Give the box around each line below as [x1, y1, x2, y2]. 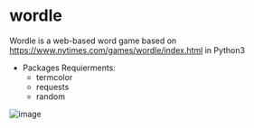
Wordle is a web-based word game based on [9, 35, 177, 46]
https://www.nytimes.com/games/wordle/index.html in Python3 [9, 44, 246, 55]
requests [35, 81, 70, 92]
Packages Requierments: [22, 62, 116, 73]
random [35, 91, 66, 102]
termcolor [35, 71, 73, 82]
